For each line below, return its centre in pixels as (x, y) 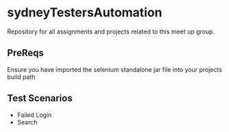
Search (27, 122)
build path (21, 77)
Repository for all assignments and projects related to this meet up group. (111, 31)
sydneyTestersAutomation (85, 13)
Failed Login (34, 115)
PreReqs (26, 53)
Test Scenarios (40, 98)
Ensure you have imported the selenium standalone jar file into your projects (115, 69)
